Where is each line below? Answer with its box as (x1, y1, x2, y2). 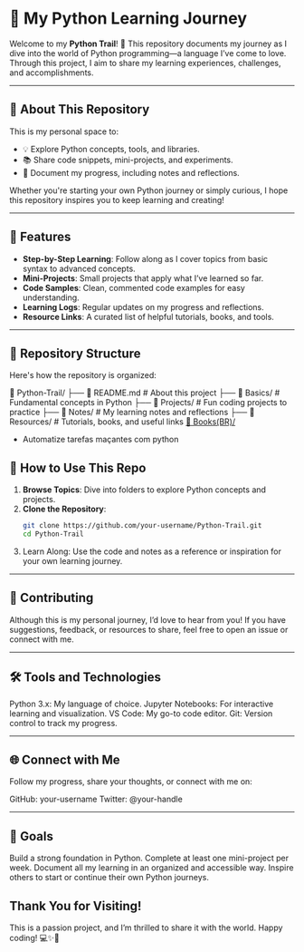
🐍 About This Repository (9, 102, 150, 117)
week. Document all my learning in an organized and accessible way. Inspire (9, 862, 294, 873)
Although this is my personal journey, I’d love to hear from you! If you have (9, 614, 287, 625)
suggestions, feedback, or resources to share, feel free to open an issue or (9, 624, 289, 635)
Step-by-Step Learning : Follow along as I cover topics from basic (22, 253, 269, 264)
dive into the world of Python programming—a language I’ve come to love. (9, 47, 287, 58)
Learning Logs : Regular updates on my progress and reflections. (22, 301, 264, 312)
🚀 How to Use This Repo (9, 460, 147, 475)
